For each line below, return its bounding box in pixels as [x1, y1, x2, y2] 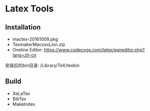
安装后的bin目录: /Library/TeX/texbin [5, 62, 80, 68]
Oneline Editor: [12, 47, 43, 52]
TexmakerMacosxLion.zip [12, 41, 66, 47]
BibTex [12, 95, 26, 101]
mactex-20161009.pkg [12, 36, 58, 42]
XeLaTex [12, 90, 30, 96]
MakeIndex [12, 101, 35, 107]
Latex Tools [5, 3, 54, 14]
